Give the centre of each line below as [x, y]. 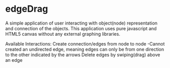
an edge [14, 60]
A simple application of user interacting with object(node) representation [81, 23]
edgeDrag [27, 9]
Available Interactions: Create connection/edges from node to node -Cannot [85, 43]
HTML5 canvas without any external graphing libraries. [63, 34]
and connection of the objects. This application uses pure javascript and [81, 28]
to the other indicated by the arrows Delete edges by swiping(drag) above [83, 55]
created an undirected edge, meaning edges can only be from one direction [85, 49]
